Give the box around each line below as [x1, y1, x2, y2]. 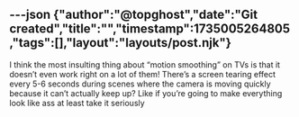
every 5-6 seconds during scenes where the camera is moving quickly [9, 78, 272, 89]
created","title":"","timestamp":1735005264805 [9, 22, 291, 37]
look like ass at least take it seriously [9, 97, 146, 108]
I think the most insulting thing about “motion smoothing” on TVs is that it [9, 58, 281, 70]
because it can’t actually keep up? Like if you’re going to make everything [9, 87, 283, 98]
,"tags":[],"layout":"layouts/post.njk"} [9, 35, 232, 50]
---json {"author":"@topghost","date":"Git [9, 7, 258, 22]
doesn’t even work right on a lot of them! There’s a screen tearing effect [9, 68, 276, 79]
